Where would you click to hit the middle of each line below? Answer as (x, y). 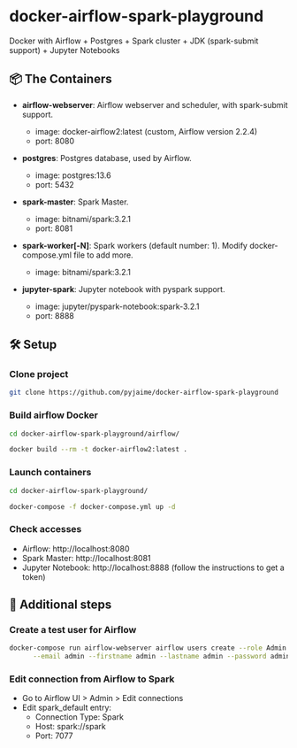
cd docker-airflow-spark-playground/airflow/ (94, 434)
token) (34, 576)
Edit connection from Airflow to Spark (92, 679)
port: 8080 (55, 141)
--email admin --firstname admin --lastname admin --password (149, 657)
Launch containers (50, 473)
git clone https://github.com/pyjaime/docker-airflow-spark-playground (144, 393)
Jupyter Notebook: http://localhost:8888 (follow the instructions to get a (153, 567)
